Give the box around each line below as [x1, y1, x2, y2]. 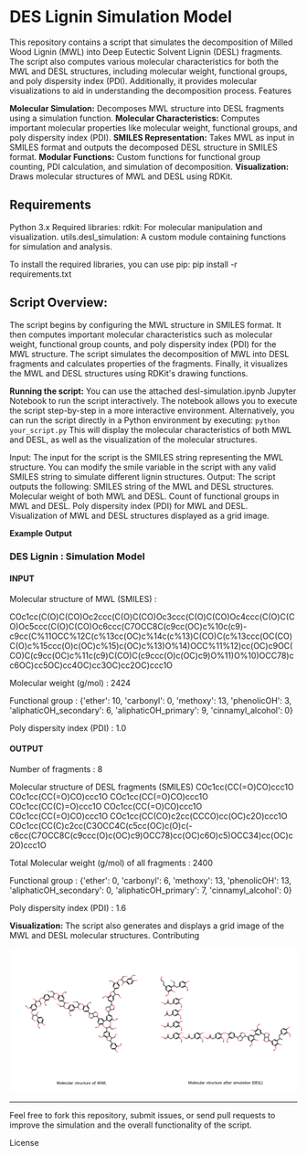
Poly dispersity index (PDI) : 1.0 [9, 722, 127, 733]
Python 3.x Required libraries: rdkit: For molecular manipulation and [9, 221, 263, 232]
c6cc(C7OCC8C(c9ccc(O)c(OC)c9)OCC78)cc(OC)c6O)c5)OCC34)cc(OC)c [9, 830, 294, 841]
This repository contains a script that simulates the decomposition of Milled [9, 37, 293, 48]
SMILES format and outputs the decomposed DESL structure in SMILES [9, 142, 278, 153]
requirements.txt [9, 268, 72, 280]
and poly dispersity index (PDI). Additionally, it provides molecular [9, 75, 258, 86]
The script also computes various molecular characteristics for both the [9, 56, 280, 67]
